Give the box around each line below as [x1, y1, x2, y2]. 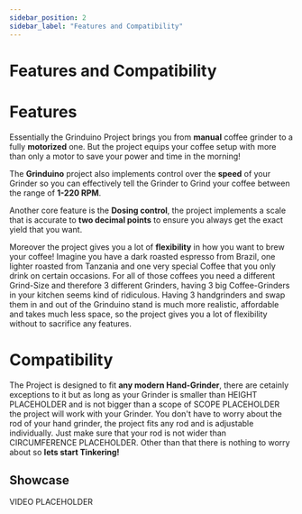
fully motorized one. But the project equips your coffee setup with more [9, 141, 277, 151]
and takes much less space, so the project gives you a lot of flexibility [9, 308, 268, 319]
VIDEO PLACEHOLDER [9, 497, 93, 508]
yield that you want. [9, 224, 83, 234]
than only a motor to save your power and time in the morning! [9, 151, 241, 161]
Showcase [9, 473, 70, 488]
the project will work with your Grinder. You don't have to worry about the [9, 408, 282, 419]
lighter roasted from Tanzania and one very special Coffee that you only [9, 261, 277, 271]
